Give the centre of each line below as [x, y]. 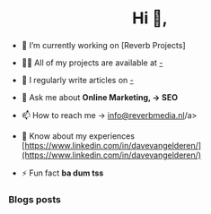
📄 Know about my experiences [78, 136]
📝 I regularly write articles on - [77, 81]
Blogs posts [35, 200]
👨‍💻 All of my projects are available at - [92, 63]
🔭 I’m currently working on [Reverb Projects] [103, 46]
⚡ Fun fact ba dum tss [62, 173]
